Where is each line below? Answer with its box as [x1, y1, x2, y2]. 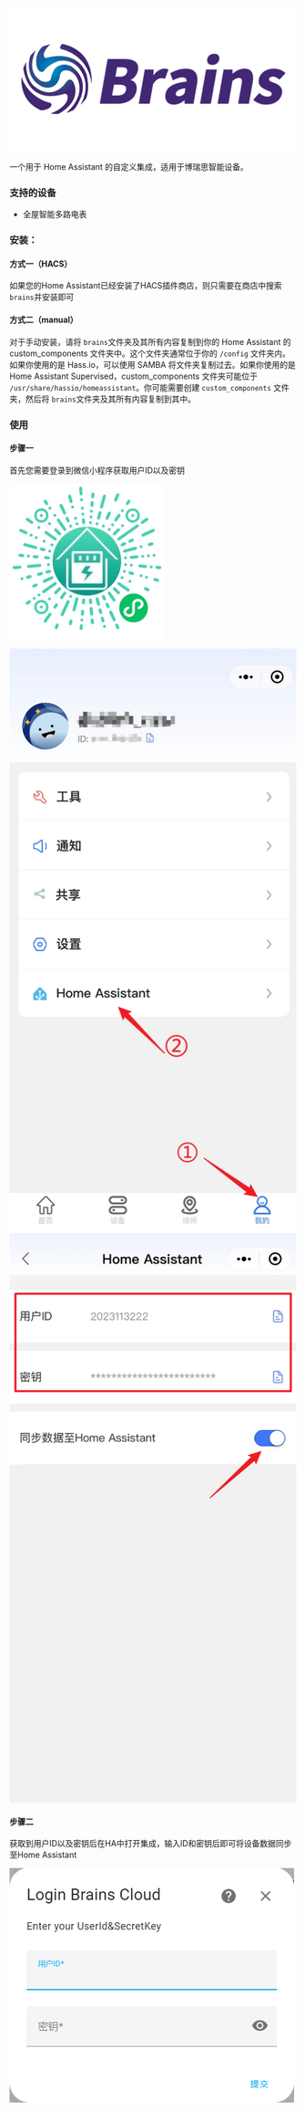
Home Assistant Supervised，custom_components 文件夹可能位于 [9, 371, 258, 382]
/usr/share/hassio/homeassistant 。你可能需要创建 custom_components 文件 [9, 382, 290, 392]
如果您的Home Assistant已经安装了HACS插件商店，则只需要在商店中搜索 [9, 280, 282, 291]
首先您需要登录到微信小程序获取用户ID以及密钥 [9, 465, 185, 476]
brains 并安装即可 [9, 291, 75, 303]
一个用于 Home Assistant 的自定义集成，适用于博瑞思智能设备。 [9, 162, 249, 172]
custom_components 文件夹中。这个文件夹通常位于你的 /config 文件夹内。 [9, 348, 291, 359]
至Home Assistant [9, 1849, 77, 1860]
